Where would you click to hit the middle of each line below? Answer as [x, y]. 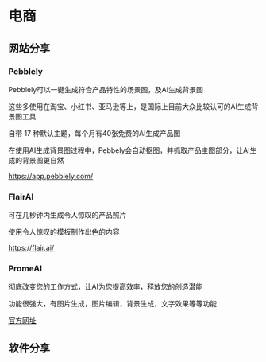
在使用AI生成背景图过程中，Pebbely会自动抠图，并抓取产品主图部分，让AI [129, 150]
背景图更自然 [43, 160]
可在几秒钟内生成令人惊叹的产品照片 [67, 215]
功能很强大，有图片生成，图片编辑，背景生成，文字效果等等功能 [112, 304]
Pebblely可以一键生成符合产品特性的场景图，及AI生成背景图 [106, 89]
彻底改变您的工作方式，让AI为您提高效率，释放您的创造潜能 [106, 286]
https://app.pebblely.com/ [51, 176]
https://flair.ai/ [31, 248]
